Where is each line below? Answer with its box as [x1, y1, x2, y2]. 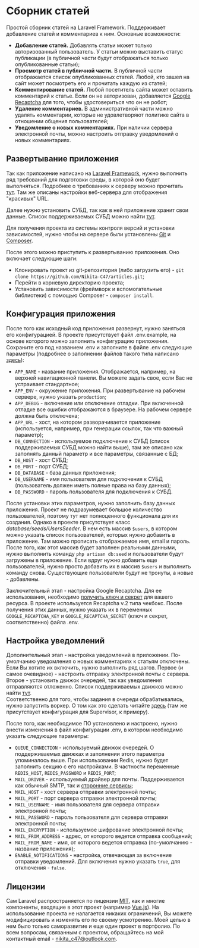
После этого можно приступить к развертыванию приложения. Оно [6, 248, 179, 255]
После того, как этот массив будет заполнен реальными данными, [6, 543, 176, 551]
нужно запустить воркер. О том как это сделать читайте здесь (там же [6, 702, 188, 709]
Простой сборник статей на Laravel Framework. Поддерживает [6, 24, 166, 31]
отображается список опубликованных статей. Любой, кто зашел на [14, 73, 190, 80]
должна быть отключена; [14, 412, 80, 419]
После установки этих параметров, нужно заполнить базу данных [6, 499, 175, 506]
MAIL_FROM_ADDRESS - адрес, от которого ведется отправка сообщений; [14, 833, 192, 840]
